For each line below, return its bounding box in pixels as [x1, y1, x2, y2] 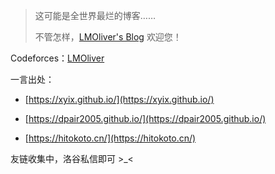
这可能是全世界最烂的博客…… [34, 10, 156, 21]
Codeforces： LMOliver [10, 52, 105, 64]
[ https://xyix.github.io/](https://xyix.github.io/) [24, 94, 215, 105]
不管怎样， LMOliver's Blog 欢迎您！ [34, 31, 182, 43]
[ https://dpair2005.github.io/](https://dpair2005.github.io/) [24, 113, 267, 124]
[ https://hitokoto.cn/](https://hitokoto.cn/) [24, 132, 197, 144]
